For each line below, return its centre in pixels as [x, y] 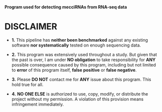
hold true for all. [27, 84]
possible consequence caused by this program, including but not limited [84, 64]
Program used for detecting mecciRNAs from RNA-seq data [66, 7]
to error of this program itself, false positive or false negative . [74, 70]
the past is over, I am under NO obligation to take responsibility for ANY [83, 60]
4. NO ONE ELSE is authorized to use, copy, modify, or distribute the [80, 94]
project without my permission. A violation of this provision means [77, 99]
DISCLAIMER [31, 27]
